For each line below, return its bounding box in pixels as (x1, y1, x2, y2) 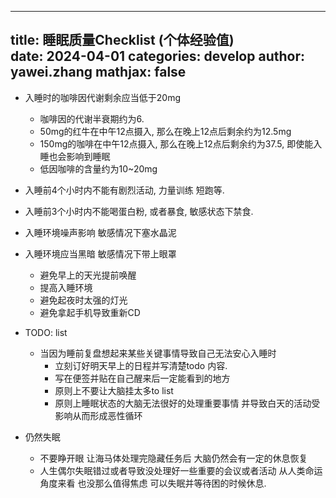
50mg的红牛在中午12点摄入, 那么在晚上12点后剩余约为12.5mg (39, 125, 292, 137)
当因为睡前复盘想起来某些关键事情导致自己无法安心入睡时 (39, 347, 277, 359)
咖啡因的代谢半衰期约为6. (39, 112, 145, 125)
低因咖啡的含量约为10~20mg (39, 162, 158, 175)
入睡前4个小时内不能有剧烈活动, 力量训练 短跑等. (24, 184, 225, 196)
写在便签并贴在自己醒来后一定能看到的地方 (54, 372, 231, 384)
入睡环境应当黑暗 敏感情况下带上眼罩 (24, 247, 177, 260)
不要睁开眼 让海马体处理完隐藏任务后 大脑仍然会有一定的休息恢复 (39, 452, 308, 464)
